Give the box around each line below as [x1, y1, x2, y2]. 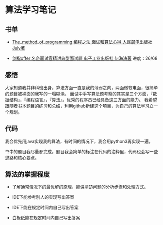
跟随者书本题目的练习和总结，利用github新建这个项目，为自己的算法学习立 [5, 103, 154, 109]
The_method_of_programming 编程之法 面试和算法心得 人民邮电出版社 [12, 39, 153, 45]
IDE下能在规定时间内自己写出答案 [12, 205, 79, 210]
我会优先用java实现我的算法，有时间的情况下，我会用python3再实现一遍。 [5, 138, 153, 144]
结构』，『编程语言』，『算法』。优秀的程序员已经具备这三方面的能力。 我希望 [9, 96, 157, 102]
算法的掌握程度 [5, 170, 50, 178]
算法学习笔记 [5, 4, 57, 16]
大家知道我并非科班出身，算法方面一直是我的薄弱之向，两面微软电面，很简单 [5, 84, 158, 90]
